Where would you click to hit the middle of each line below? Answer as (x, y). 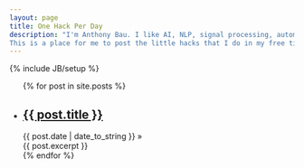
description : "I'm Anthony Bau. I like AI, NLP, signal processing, (141, 34)
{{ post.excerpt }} (55, 146)
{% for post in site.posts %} (74, 86)
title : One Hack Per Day (56, 26)
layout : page (34, 18)
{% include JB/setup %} (54, 69)
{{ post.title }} (63, 114)
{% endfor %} (48, 155)
